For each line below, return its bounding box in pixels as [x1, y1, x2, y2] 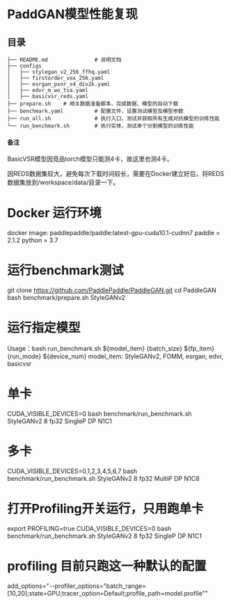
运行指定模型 [7, 320, 81, 336]
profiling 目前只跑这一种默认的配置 [7, 558, 207, 574]
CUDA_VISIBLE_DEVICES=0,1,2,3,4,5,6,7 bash [7, 467, 138, 475]
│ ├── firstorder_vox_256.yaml [7, 74, 104, 81]
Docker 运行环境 [7, 205, 102, 221]
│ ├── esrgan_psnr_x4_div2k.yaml [7, 81, 111, 88]
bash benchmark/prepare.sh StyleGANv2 [7, 294, 126, 302]
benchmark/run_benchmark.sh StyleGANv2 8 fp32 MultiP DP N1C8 [7, 474, 200, 482]
